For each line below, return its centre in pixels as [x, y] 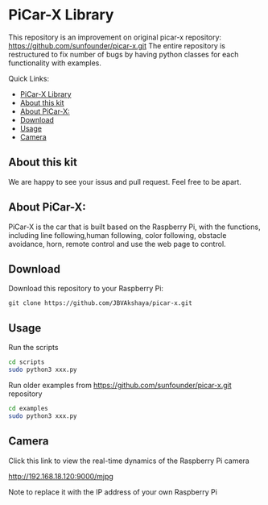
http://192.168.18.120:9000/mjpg [61, 476]
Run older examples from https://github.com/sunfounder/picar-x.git [120, 385]
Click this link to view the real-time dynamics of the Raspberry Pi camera [129, 461]
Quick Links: [29, 78]
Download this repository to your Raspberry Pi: [86, 289]
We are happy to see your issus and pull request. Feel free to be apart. [125, 182]
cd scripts [27, 362]
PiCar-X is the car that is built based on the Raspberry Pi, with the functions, [134, 227]
